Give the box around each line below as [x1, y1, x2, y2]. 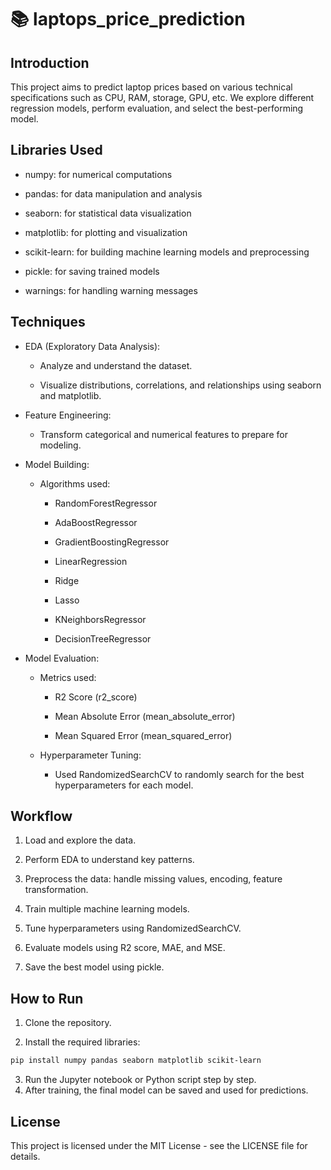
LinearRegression [54, 555, 128, 567]
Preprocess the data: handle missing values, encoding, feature [24, 873, 283, 885]
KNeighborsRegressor [54, 613, 147, 625]
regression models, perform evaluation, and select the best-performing [10, 102, 304, 114]
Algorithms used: [39, 477, 111, 490]
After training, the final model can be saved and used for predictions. [24, 1084, 309, 1096]
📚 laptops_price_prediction [10, 8, 246, 31]
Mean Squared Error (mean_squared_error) [54, 729, 233, 741]
